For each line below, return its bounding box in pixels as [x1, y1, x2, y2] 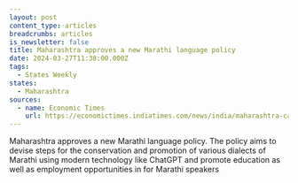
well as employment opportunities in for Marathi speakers [9, 164, 220, 175]
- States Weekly [17, 71, 77, 80]
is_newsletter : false [9, 37, 90, 47]
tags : [9, 63, 29, 72]
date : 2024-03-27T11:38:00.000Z [9, 54, 129, 63]
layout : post [9, 12, 58, 22]
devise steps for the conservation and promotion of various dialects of [9, 145, 266, 156]
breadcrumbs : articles [9, 29, 93, 38]
